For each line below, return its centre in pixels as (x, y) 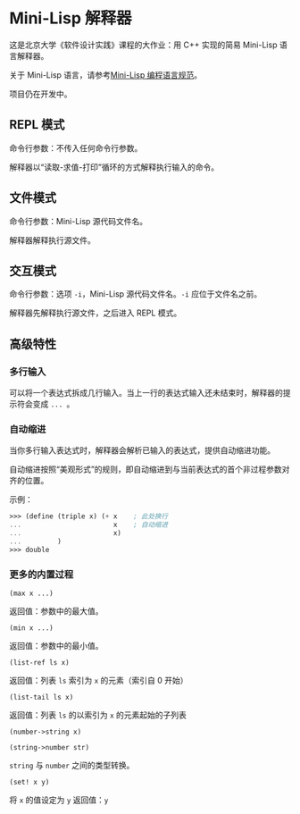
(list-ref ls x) (39, 663)
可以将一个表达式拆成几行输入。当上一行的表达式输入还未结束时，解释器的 (146, 393)
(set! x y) (29, 783)
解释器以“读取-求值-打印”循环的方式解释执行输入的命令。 (114, 167)
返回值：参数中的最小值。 (56, 646)
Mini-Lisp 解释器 (71, 18)
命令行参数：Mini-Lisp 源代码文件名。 (79, 221)
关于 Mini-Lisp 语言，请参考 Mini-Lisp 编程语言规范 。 (106, 75)
